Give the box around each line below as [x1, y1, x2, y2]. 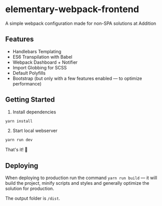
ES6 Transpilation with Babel [12, 54, 72, 60]
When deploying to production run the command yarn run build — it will [5, 175, 157, 181]
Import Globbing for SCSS [12, 64, 67, 70]
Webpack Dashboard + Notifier [12, 59, 78, 65]
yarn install [5, 118, 33, 123]
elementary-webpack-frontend [5, 4, 139, 15]
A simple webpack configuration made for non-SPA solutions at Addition [5, 20, 156, 26]
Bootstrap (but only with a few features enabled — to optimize [12, 75, 142, 81]
